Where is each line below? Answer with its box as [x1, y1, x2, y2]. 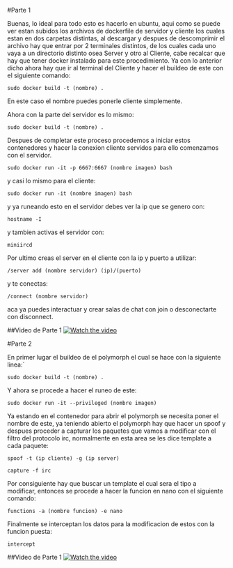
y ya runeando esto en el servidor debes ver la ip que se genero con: [7, 202, 205, 210]
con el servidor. [7, 151, 52, 159]
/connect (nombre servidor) [7, 293, 89, 300]
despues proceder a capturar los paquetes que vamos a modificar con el [7, 427, 216, 435]
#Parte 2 [7, 339, 33, 348]
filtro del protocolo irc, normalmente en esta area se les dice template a [7, 434, 212, 442]
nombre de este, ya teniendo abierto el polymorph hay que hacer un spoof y [7, 420, 226, 427]
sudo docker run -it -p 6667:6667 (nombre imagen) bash [7, 164, 172, 171]
